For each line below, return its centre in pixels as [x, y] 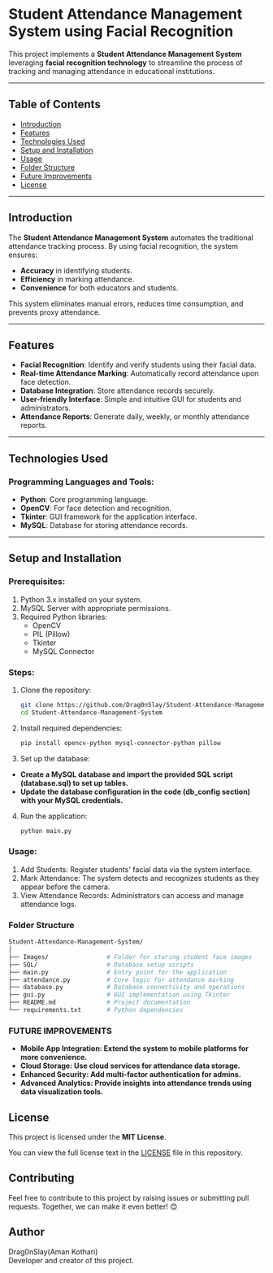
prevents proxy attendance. [54, 312]
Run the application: [54, 816]
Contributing [41, 1178]
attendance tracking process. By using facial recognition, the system [123, 246]
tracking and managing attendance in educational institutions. [112, 71]
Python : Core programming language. [84, 499]
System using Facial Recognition [121, 31]
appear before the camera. [65, 887]
